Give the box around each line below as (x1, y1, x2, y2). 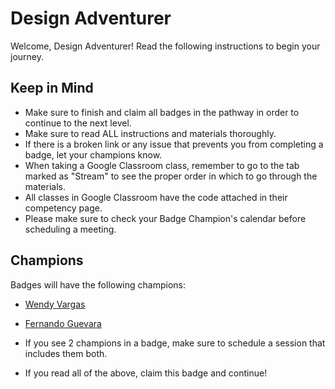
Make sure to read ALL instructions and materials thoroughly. (24, 127, 277, 139)
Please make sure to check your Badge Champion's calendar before (24, 212, 307, 224)
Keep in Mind (10, 80, 94, 97)
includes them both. (24, 347, 108, 359)
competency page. (24, 202, 103, 214)
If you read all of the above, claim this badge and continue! (24, 367, 268, 379)
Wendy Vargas (24, 298, 86, 310)
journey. (10, 50, 44, 62)
